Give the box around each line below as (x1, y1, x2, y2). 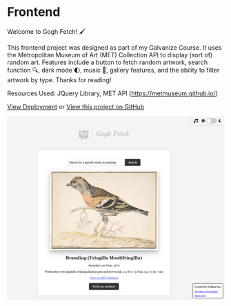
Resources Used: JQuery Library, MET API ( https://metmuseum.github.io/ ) (7, 89, 219, 97)
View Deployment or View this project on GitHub (7, 102, 145, 111)
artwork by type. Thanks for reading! (7, 75, 112, 84)
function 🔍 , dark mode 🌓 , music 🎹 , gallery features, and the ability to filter (7, 66, 220, 74)
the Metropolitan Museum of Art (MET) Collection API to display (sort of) (7, 50, 213, 59)
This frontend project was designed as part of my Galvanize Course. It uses (7, 43, 222, 52)
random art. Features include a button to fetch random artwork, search (7, 58, 208, 66)
